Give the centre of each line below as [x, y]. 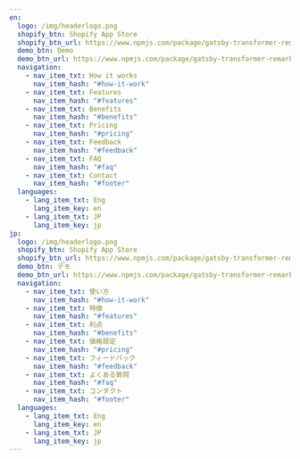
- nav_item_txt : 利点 [64, 325]
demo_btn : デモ [44, 267]
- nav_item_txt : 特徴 [64, 308]
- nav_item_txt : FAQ [63, 159]
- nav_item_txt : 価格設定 [71, 341]
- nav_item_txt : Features [74, 92]
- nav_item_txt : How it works [82, 76]
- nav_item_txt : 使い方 [67, 291]
